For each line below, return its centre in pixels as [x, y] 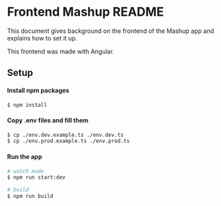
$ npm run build [30, 196]
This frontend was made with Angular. [61, 51]
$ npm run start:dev [37, 178]
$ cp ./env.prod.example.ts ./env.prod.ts [68, 141]
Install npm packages [38, 90]
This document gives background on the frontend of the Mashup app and [110, 31]
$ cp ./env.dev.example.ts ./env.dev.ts [66, 135]
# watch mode [26, 171]
